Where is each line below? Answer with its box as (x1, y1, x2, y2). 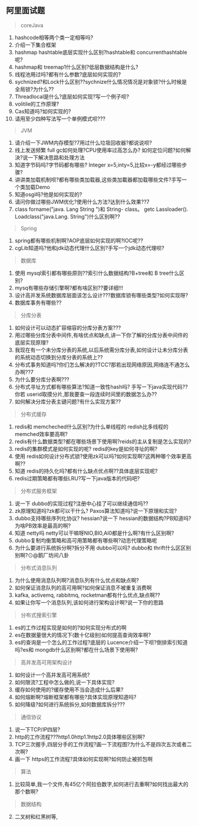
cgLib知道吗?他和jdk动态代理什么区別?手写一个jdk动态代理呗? (14, 244, 165, 251)
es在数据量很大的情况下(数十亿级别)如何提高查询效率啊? (14, 631, 151, 638)
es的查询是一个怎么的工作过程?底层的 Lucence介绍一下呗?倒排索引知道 (14, 639, 188, 646)
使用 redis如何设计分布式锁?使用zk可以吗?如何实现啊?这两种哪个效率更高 (14, 453, 192, 460)
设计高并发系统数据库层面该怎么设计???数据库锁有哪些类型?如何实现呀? (14, 291, 189, 298)
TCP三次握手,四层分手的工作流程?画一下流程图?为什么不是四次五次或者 (14, 740, 187, 747)
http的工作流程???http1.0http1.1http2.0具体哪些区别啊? (14, 733, 146, 740)
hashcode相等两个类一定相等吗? (14, 34, 93, 41)
